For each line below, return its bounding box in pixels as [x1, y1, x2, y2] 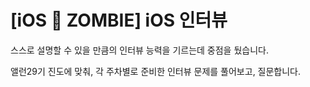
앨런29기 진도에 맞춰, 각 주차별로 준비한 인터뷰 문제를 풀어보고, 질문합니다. [10, 65, 302, 77]
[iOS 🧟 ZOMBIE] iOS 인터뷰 [10, 9, 228, 32]
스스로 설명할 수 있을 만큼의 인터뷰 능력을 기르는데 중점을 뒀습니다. [10, 44, 269, 56]
